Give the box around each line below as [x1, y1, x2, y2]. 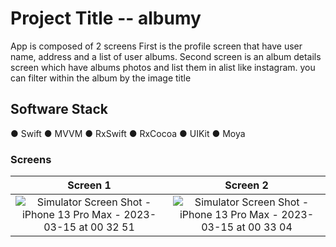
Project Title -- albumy [10, 7, 202, 30]
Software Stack [10, 101, 109, 118]
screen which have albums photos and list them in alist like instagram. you [10, 61, 316, 73]
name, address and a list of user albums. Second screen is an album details [10, 50, 322, 62]
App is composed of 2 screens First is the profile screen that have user [10, 40, 303, 52]
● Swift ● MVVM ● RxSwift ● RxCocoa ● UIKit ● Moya [10, 127, 246, 139]
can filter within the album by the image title [10, 72, 192, 84]
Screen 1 [67, 178, 112, 192]
